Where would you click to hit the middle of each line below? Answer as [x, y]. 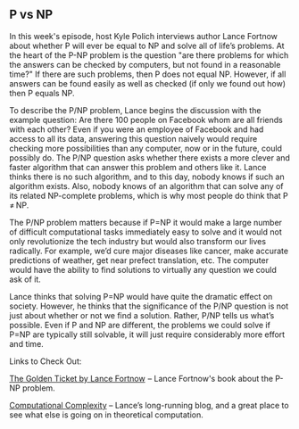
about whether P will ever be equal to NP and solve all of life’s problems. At [147, 45]
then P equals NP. [42, 93]
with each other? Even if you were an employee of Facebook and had [137, 129]
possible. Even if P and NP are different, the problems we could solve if [140, 325]
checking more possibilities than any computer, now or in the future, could [146, 148]
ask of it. [25, 279]
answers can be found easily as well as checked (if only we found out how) [147, 83]
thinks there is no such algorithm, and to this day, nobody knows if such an [147, 177]
